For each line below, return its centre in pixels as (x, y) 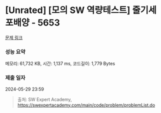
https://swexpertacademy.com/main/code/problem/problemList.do (86, 105)
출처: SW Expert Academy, (44, 99)
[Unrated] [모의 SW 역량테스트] (68, 10)
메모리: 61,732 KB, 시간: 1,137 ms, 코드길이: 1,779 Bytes (60, 63)
